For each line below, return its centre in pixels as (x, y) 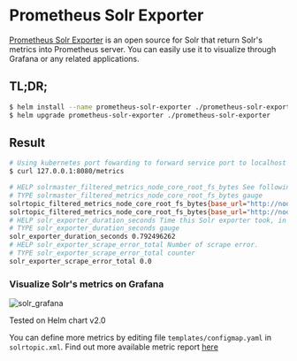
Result (27, 142)
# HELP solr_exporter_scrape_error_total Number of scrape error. (134, 245)
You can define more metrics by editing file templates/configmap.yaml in (141, 338)
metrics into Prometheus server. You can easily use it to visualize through (143, 49)
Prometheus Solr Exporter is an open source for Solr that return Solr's (136, 40)
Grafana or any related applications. (74, 58)
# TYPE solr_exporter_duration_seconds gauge (94, 228)
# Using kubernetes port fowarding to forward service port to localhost (148, 163)
